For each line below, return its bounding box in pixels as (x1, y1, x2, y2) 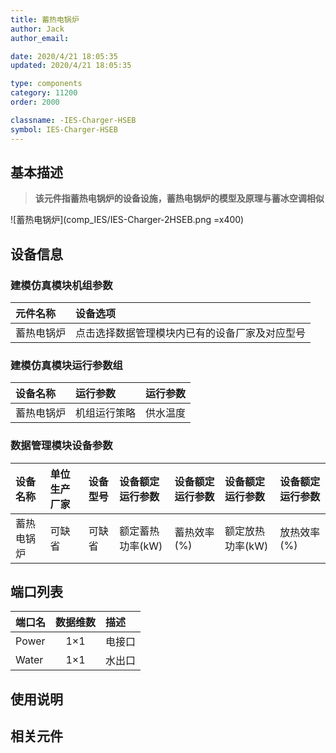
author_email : (10, 33, 70, 43)
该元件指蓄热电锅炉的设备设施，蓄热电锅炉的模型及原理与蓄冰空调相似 (34, 192, 325, 205)
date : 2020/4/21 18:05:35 (10, 51, 118, 61)
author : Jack (10, 24, 65, 34)
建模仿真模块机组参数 (10, 278, 113, 292)
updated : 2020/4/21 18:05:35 (10, 61, 132, 71)
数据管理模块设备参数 (10, 439, 113, 453)
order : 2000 (10, 97, 60, 107)
